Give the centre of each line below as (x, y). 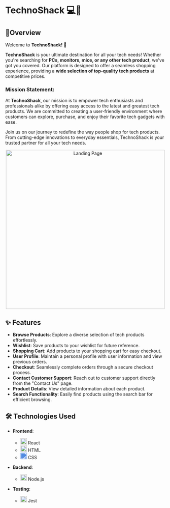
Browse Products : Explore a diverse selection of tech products (78, 335)
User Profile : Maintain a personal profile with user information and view (87, 356)
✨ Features (23, 322)
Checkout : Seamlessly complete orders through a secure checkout (83, 367)
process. (22, 373)
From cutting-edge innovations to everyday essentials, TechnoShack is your (85, 137)
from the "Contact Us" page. (42, 383)
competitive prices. (25, 76)
